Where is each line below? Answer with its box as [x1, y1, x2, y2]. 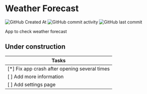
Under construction [5, 42, 65, 51]
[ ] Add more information [7, 73, 64, 80]
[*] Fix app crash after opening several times [7, 65, 110, 72]
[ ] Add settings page [7, 81, 56, 88]
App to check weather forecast [5, 28, 67, 34]
